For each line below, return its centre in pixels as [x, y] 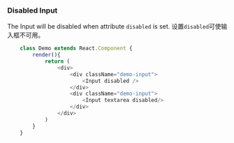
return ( [57, 61]
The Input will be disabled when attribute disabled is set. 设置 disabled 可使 [114, 27]
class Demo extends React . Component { [76, 48]
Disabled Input [32, 10]
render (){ [46, 55]
